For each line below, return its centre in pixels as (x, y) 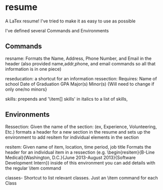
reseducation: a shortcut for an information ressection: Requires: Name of (81, 78)
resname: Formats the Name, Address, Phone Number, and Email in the (78, 58)
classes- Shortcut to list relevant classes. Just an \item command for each (82, 178)
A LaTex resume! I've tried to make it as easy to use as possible (70, 21)
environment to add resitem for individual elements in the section (72, 137)
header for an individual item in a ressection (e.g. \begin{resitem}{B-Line (80, 152)
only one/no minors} (26, 89)
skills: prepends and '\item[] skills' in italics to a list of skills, (66, 99)
